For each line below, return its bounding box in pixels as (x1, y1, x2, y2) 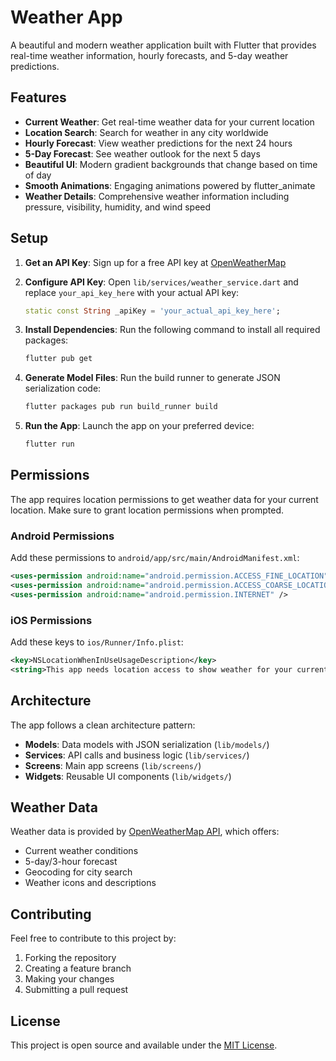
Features (10, 89, 67, 106)
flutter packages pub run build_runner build (24, 402, 218, 412)
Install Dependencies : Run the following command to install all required (24, 324, 321, 336)
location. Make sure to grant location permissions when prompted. (10, 504, 285, 516)
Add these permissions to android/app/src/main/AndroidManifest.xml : (10, 552, 300, 564)
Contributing (10, 906, 92, 923)
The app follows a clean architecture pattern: (10, 719, 196, 731)
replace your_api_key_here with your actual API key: (24, 286, 240, 298)
